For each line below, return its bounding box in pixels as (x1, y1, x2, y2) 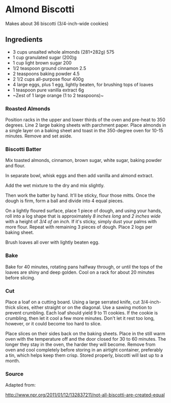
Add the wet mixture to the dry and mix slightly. (5, 182, 105, 188)
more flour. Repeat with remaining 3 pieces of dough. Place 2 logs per (5, 224, 153, 230)
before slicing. (5, 274, 36, 280)
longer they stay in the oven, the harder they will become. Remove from (5, 341, 156, 347)
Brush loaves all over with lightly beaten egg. (5, 239, 100, 246)
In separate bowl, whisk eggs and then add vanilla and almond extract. (5, 173, 154, 179)
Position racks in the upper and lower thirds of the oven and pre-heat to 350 (5, 116, 165, 123)
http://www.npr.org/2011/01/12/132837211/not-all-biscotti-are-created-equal (5, 392, 165, 398)
